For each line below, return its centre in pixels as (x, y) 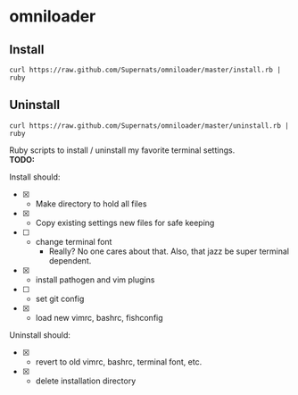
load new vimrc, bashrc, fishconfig (99, 317)
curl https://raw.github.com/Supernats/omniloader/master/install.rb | (145, 70)
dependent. (70, 260)
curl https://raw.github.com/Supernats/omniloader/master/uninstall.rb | (149, 126)
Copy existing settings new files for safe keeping (125, 223)
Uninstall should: (40, 335)
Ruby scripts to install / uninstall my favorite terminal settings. (122, 150)
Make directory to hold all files (91, 204)
